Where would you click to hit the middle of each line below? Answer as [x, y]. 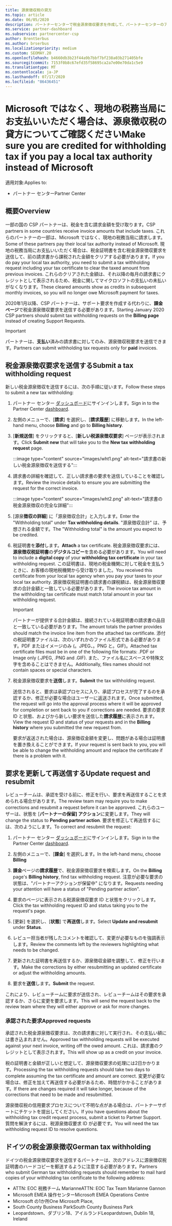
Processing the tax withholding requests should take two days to [82, 1070]
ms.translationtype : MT [31, 67]
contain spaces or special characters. [52, 670]
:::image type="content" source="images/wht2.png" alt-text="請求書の [88, 499]
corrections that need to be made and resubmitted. [59, 1094]
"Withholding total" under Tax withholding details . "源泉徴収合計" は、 [87, 523]
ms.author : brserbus [27, 44]
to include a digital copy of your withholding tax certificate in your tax [88, 558]
